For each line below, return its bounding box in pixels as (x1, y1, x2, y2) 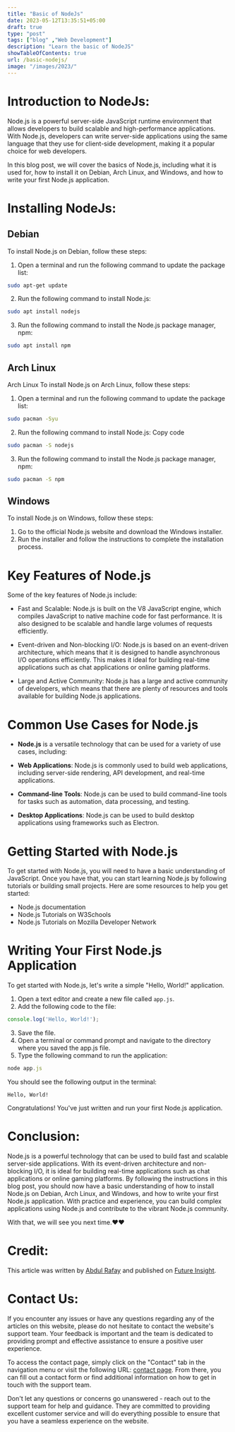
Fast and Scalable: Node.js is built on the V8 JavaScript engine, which (17, 605, 222, 613)
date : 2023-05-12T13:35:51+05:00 (7, 17, 106, 24)
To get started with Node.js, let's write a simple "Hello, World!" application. (7, 981, 224, 990)
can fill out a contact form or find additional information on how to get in (7, 1373, 217, 1381)
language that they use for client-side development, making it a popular (7, 139, 215, 148)
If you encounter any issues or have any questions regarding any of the (7, 1314, 215, 1322)
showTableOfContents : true (7, 50, 87, 57)
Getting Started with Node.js (7, 844, 179, 859)
